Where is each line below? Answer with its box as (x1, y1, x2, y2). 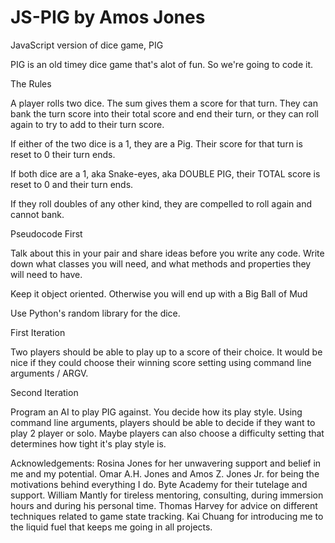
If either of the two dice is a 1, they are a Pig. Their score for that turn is (10, 137, 303, 150)
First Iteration (10, 326, 66, 338)
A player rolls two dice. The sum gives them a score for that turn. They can (10, 97, 318, 109)
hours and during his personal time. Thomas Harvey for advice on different (10, 499, 318, 511)
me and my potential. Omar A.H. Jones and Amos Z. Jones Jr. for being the (10, 467, 320, 480)
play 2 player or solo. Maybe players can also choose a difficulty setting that (10, 427, 325, 439)
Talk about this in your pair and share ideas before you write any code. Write (10, 247, 325, 259)
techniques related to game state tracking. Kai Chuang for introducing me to (10, 510, 324, 522)
